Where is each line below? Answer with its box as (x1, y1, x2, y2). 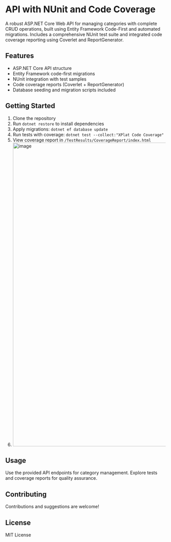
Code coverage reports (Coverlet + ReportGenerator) (12, 81, 125, 87)
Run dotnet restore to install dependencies (12, 120, 104, 127)
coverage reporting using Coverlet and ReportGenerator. (5, 37, 124, 43)
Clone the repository (12, 115, 56, 121)
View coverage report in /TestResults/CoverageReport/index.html (12, 137, 151, 143)
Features (5, 52, 34, 60)
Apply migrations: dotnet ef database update (12, 126, 108, 132)
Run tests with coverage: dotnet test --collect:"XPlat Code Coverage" (12, 131, 164, 137)
